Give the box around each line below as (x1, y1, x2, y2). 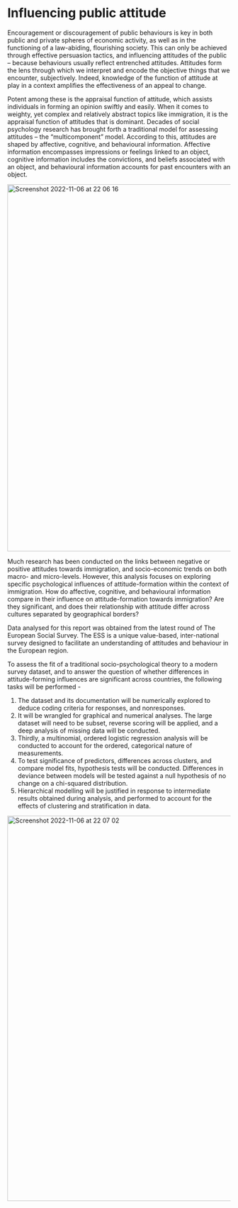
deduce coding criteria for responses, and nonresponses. (17, 704, 186, 712)
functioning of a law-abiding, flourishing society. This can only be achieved (7, 43, 227, 52)
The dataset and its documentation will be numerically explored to (17, 696, 211, 704)
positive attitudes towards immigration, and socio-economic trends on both (7, 565, 227, 573)
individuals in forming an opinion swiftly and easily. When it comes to (7, 102, 209, 111)
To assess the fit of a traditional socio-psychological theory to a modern (7, 660, 218, 668)
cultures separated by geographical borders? (7, 609, 140, 618)
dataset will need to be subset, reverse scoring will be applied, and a (17, 718, 218, 727)
